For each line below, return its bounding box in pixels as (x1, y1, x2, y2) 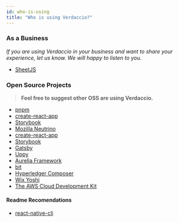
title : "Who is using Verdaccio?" (6, 14, 93, 20)
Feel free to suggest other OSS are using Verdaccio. (20, 94, 153, 102)
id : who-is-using (6, 8, 50, 15)
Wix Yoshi (14, 176, 40, 184)
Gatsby (14, 145, 33, 152)
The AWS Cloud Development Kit (14, 182, 97, 190)
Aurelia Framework (14, 157, 62, 164)
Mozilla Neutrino (14, 125, 56, 133)
